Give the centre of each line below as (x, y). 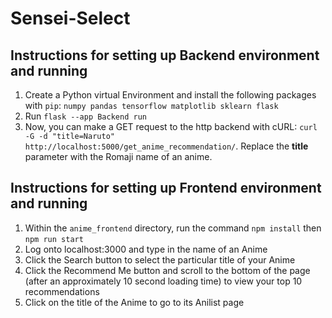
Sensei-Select (70, 18)
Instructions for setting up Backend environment (165, 55)
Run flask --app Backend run (85, 116)
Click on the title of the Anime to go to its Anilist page (134, 302)
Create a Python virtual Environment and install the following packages (170, 95)
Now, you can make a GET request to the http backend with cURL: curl (171, 126)
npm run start (54, 239)
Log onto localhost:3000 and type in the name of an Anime (146, 249)
